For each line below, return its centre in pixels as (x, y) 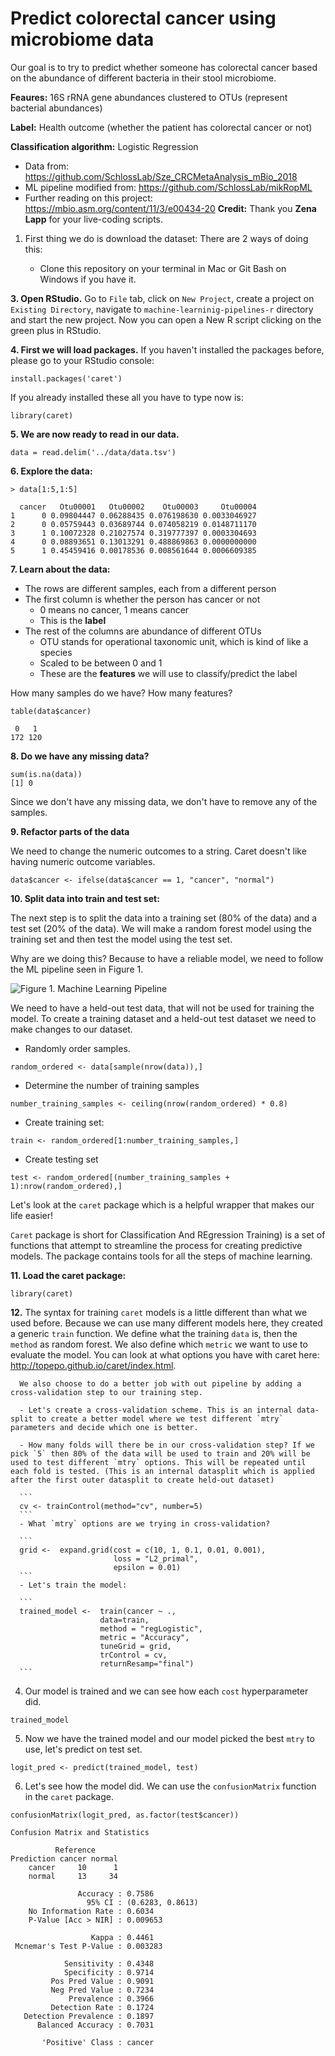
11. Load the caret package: (68, 1275)
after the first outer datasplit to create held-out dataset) (142, 1480)
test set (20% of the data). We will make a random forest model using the (161, 928)
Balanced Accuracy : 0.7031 (95, 2025)
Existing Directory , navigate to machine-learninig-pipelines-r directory (162, 309)
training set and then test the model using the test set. (121, 939)
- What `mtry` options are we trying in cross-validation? (145, 1523)
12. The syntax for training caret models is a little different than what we (159, 1312)
